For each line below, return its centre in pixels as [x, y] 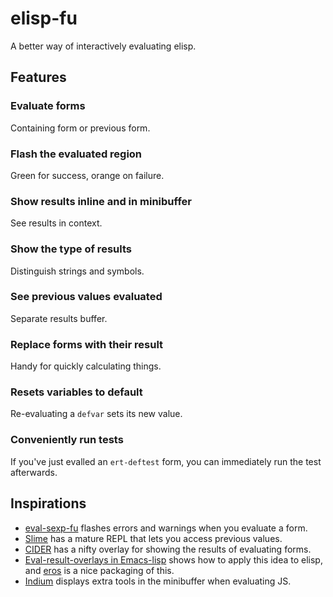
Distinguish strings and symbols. [77, 271]
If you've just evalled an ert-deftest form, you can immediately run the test [166, 461]
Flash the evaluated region [76, 154]
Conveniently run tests [67, 440]
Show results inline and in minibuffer [101, 201]
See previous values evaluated [86, 297]
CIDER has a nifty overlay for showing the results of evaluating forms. [168, 549]
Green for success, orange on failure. [87, 175]
